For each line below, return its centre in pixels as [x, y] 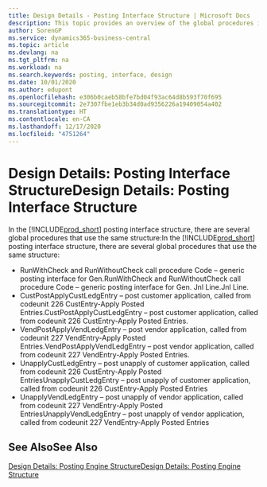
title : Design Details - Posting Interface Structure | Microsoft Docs [129, 16]
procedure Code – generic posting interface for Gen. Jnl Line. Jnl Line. [134, 286]
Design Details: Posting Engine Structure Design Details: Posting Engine [124, 466]
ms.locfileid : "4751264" [49, 134]
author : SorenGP [35, 30]
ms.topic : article [39, 45]
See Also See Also [53, 447]
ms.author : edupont [41, 90]
